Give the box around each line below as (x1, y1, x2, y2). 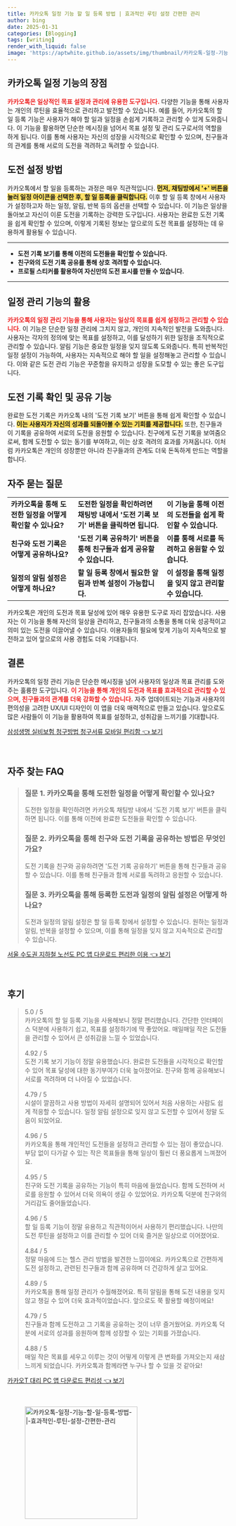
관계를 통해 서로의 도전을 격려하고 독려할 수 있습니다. (14, 141, 159, 150)
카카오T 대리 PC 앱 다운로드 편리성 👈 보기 (7, 1376, 125, 1385)
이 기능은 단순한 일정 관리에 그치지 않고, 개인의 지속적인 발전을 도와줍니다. (22, 325, 225, 333)
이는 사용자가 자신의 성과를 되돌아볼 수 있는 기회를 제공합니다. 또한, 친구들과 (16, 420, 223, 429)
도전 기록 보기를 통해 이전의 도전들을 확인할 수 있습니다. (17, 249, 168, 257)
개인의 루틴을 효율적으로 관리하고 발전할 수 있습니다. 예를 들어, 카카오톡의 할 (14, 106, 223, 115)
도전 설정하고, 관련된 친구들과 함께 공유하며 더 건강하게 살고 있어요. (24, 1263, 209, 1272)
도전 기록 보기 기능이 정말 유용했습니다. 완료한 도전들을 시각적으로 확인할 (24, 1057, 223, 1066)
